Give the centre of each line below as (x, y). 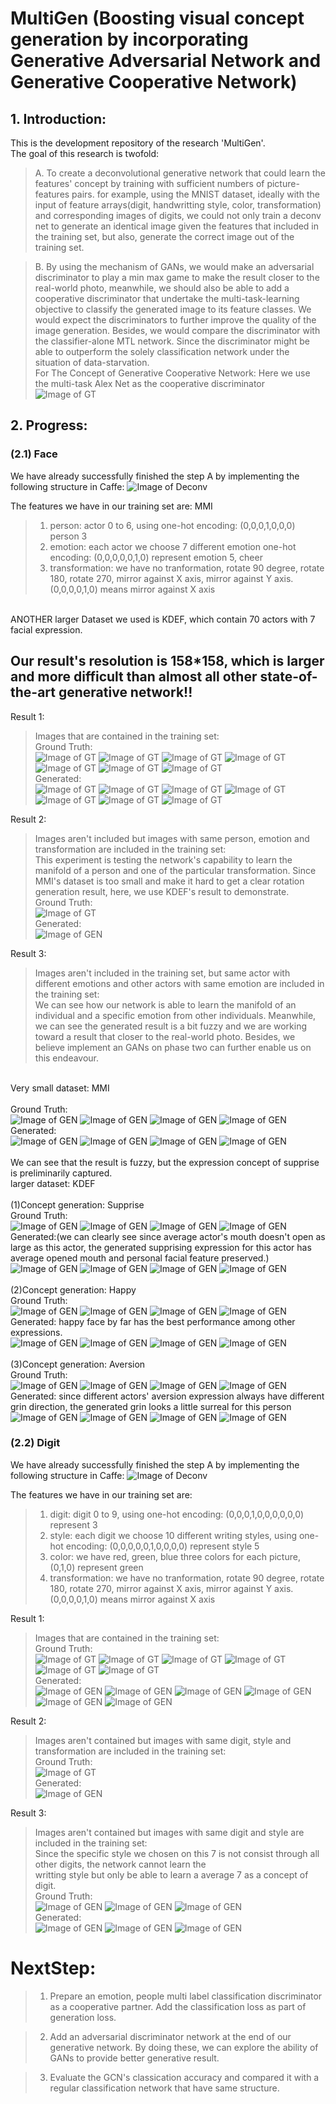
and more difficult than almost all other (134, 677)
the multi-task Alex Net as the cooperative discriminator (150, 383)
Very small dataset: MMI (60, 1088)
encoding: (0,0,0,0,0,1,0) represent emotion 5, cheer (156, 557)
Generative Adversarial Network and (166, 61)
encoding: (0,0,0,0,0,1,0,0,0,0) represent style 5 (162, 1546)
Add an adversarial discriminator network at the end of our (170, 2036)
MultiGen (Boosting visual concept (157, 18)
